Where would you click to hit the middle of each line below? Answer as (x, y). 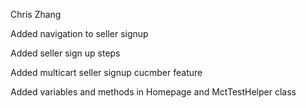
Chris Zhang (36, 14)
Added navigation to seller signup (79, 33)
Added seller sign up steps (65, 53)
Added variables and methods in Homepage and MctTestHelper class (153, 92)
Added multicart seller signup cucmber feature (106, 72)
